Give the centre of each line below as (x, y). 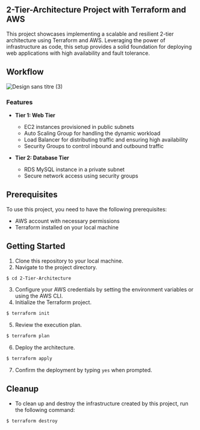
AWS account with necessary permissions (67, 221)
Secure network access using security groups (81, 176)
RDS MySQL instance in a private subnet (74, 169)
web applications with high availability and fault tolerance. (78, 53)
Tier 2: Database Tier (42, 157)
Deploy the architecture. (45, 347)
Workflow (25, 72)
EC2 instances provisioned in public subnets (79, 126)
